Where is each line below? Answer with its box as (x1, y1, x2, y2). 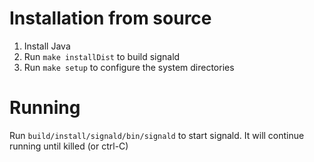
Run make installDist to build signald (23, 50, 181, 62)
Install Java (23, 40, 71, 52)
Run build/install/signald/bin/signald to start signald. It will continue (9, 129, 305, 141)
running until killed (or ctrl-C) (9, 140, 129, 152)
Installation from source (9, 7, 212, 30)
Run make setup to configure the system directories (23, 61, 235, 73)
